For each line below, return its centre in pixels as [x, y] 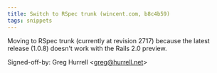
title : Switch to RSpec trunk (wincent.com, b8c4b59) [89, 14]
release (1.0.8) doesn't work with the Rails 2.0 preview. [87, 48]
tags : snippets [30, 21]
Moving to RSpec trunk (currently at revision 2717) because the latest [108, 40]
